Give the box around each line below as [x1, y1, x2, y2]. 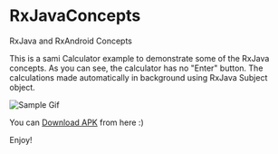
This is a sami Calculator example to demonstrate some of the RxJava [9, 53, 270, 63]
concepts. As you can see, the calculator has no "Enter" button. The [9, 63, 264, 73]
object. [9, 82, 36, 92]
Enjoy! [9, 134, 34, 145]
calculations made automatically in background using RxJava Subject [9, 72, 268, 82]
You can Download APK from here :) [9, 117, 145, 128]
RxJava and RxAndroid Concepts [9, 35, 133, 46]
